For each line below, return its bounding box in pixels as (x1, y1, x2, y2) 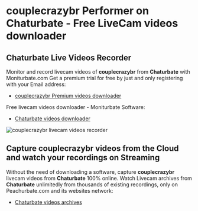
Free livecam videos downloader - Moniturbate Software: (6, 104, 145, 110)
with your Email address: (6, 81, 66, 88)
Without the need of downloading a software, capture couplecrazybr (6, 168, 175, 175)
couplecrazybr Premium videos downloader (14, 93, 122, 99)
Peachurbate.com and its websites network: (6, 187, 113, 194)
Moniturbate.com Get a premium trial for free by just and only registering (6, 75, 183, 81)
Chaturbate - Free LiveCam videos (6, 17, 178, 30)
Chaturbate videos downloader (14, 115, 90, 122)
